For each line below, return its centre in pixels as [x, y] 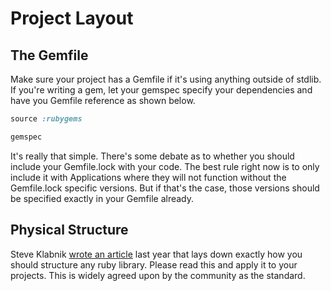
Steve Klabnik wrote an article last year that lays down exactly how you [156, 254]
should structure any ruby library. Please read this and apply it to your [154, 264]
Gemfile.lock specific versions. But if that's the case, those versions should [165, 188]
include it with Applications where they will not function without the [148, 177]
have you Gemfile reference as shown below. [103, 100]
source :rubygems [46, 119]
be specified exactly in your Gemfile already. [102, 198]
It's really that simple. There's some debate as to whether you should [152, 156]
